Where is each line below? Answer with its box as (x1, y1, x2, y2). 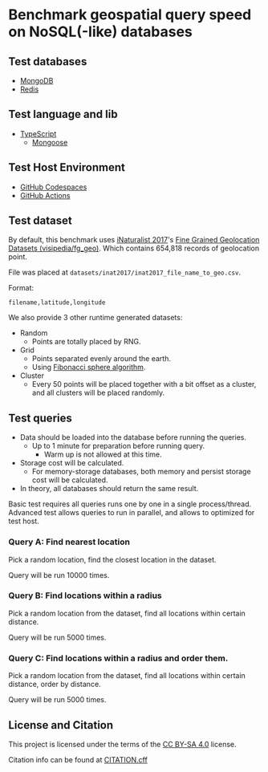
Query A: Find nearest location (8, 536, 131, 547)
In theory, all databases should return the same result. (19, 484, 199, 494)
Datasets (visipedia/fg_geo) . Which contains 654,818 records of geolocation (8, 243, 260, 254)
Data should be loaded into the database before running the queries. (19, 433, 247, 442)
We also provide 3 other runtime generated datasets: (8, 313, 183, 323)
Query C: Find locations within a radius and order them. (8, 652, 229, 664)
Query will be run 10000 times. (8, 570, 110, 579)
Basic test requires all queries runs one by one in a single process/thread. (8, 499, 252, 509)
